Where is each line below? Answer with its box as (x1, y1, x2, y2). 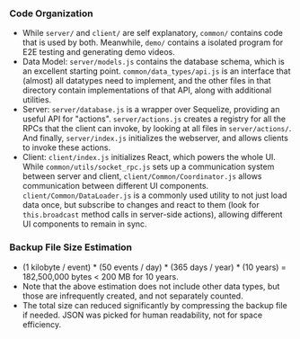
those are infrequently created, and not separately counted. (22, 290, 244, 301)
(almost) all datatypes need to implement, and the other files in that (22, 76, 271, 86)
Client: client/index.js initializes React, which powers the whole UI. (22, 152, 277, 163)
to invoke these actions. (22, 142, 110, 153)
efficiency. (22, 318, 61, 330)
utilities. (22, 94, 52, 105)
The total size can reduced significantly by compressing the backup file (22, 299, 287, 310)
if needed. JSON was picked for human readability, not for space (22, 309, 263, 320)
